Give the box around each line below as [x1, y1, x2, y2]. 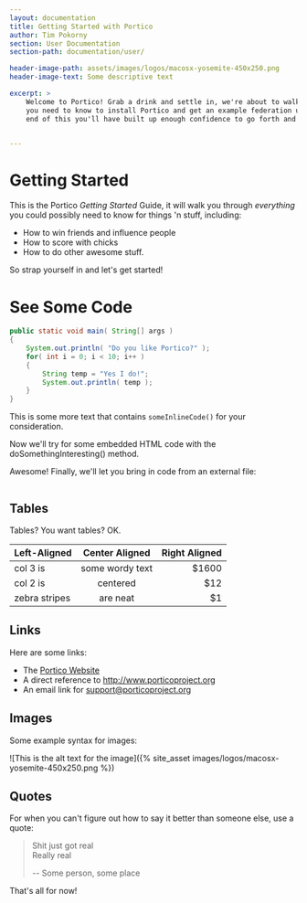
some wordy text [80, 561, 153, 574]
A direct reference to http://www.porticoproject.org [22, 674, 217, 685]
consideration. [9, 421, 64, 432]
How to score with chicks [22, 237, 119, 248]
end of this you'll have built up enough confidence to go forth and [26, 114, 297, 123]
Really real [31, 850, 72, 861]
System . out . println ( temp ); [42, 377, 153, 387]
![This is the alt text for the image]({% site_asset [9, 752, 191, 763]
